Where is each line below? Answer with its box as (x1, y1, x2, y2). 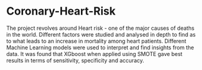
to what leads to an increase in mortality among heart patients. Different (6, 37, 187, 44)
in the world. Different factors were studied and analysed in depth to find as (6, 30, 196, 38)
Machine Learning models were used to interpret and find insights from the (6, 44, 195, 51)
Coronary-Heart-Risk (6, 4, 116, 18)
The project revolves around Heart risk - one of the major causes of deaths (6, 24, 195, 32)
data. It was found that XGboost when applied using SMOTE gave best (6, 50, 183, 57)
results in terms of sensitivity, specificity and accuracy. (6, 57, 144, 64)
